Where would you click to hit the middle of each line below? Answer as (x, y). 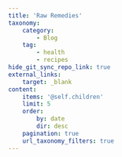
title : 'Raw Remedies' (45, 15)
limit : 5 (37, 104)
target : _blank (47, 82)
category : (39, 30)
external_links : (35, 75)
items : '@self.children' (63, 97)
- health (51, 52)
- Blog (47, 38)
